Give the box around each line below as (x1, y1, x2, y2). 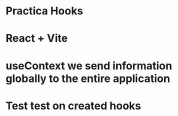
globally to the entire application (5, 72, 170, 85)
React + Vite (5, 32, 68, 45)
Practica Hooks (5, 4, 83, 18)
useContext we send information (5, 59, 173, 72)
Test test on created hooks (5, 99, 141, 112)
